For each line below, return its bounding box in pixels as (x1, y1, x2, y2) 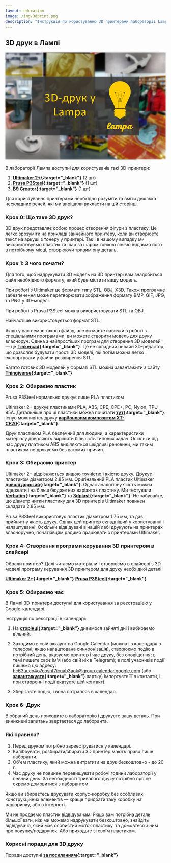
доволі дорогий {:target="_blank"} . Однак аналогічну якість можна (5, 482, 153, 488)
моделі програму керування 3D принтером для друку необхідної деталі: (5, 566, 163, 572)
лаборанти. (12, 754, 38, 760)
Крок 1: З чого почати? (5, 260, 65, 267)
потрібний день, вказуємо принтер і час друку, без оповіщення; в (12, 651, 156, 658)
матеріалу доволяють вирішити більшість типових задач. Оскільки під (5, 436, 158, 442)
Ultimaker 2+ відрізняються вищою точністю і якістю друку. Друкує (5, 471, 152, 477)
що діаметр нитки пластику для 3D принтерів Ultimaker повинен (5, 498, 145, 504)
